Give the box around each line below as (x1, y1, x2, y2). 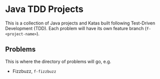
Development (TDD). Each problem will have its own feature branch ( (5, 25, 146, 31)
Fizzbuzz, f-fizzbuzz (12, 68, 56, 74)
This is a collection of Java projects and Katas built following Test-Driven (5, 20, 155, 26)
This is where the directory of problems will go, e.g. (5, 58, 111, 64)
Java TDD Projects (5, 3, 83, 15)
